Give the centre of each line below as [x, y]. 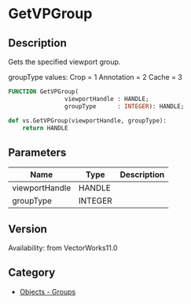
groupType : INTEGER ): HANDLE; [124, 106]
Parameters [37, 152]
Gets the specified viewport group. [64, 62]
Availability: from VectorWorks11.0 [63, 248]
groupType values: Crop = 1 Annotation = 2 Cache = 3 [95, 77]
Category [32, 273]
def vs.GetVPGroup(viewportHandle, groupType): [88, 120]
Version [28, 229]
